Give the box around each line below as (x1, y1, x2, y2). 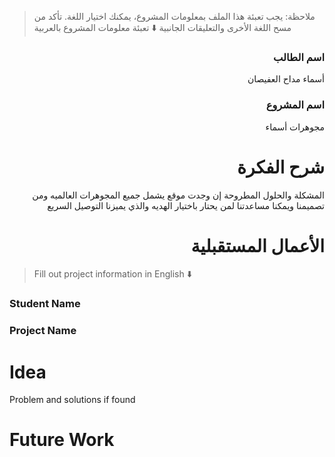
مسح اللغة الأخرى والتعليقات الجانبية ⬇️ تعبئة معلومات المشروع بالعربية (33, 22, 292, 33)
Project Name (9, 324, 77, 338)
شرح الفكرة (237, 156, 325, 178)
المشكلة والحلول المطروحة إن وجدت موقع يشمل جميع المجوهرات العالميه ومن (32, 189, 325, 201)
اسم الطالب (273, 50, 325, 64)
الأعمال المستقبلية (190, 234, 325, 257)
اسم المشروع (265, 98, 325, 112)
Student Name (9, 297, 81, 311)
